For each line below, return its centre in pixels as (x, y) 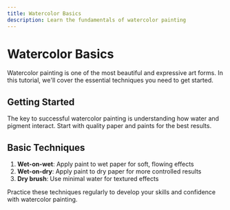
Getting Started (41, 102)
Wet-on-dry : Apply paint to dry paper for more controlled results (109, 171)
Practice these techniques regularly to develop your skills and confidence (111, 192)
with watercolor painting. (42, 200)
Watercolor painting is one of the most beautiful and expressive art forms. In (115, 73)
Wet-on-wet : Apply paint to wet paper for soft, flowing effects (105, 164)
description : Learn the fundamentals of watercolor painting (97, 20)
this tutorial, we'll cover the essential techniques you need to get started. (110, 81)
